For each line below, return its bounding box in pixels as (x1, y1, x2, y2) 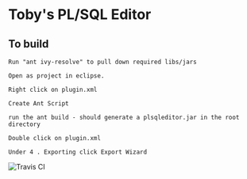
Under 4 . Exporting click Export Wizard (8, 148, 148, 156)
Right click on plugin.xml (8, 86, 98, 93)
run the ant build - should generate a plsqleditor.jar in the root (8, 113, 240, 121)
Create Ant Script (8, 100, 69, 108)
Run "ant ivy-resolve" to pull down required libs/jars (8, 58, 197, 66)
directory (8, 120, 41, 128)
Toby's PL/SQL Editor (8, 6, 152, 24)
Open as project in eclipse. (8, 72, 105, 80)
